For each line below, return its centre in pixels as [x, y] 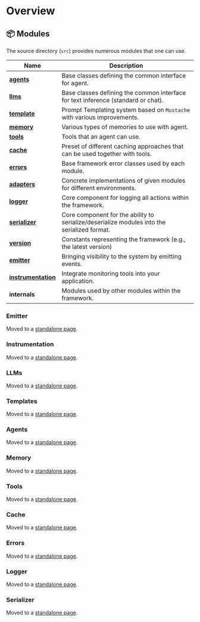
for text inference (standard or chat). [112, 100]
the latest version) [87, 247]
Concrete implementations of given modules [124, 181]
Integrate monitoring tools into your [111, 274]
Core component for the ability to [108, 215]
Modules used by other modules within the [121, 291]
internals [22, 294]
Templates [22, 401]
